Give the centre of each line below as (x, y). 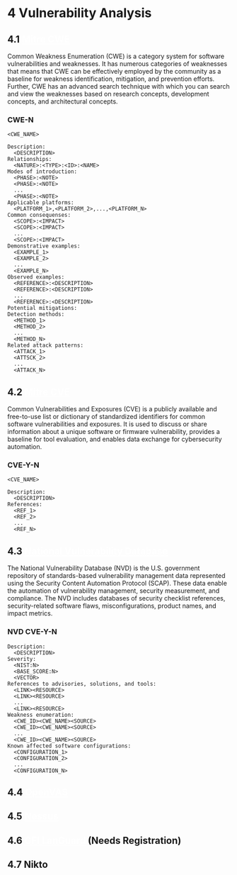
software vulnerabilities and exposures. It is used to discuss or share (107, 424)
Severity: (22, 659)
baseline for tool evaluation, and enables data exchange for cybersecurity (115, 439)
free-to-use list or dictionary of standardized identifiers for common (106, 417)
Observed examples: (36, 277)
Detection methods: (36, 314)
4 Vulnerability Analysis (80, 13)
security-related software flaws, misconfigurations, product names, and (112, 606)
